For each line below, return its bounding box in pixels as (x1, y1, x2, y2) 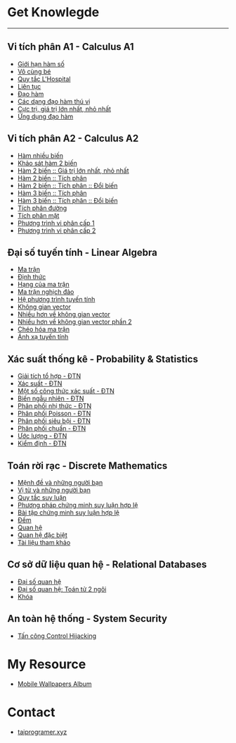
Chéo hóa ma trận (17, 325, 70, 333)
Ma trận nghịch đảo (17, 288, 74, 296)
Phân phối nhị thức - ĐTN (17, 402, 92, 410)
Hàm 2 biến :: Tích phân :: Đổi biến (17, 181, 118, 190)
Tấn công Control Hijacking (17, 632, 97, 640)
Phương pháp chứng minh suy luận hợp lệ (17, 501, 138, 509)
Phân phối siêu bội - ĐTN (17, 417, 91, 425)
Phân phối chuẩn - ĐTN (17, 424, 86, 433)
